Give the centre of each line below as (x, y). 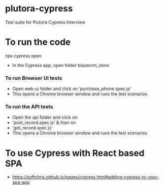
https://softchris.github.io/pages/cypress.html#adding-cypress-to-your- (85, 177)
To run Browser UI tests (34, 78)
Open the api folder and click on (45, 117)
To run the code (38, 42)
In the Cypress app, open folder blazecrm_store (61, 65)
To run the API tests (29, 107)
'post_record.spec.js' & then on (44, 123)
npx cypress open (23, 56)
